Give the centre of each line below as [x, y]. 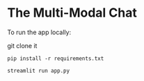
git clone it [22, 45]
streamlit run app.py [39, 71]
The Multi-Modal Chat [72, 13]
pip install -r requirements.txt [56, 58]
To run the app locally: [39, 32]
